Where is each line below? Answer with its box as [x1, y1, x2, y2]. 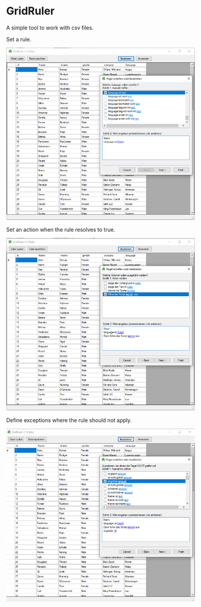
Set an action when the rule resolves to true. [6, 226, 115, 233]
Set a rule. [6, 35, 32, 43]
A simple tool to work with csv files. [6, 24, 94, 31]
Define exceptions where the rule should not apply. [6, 416, 132, 424]
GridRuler [6, 4, 55, 18]
